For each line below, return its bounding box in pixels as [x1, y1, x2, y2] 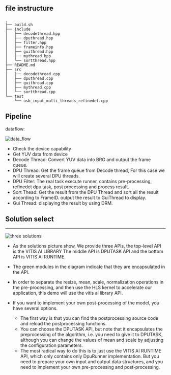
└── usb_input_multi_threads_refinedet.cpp [14, 98, 108, 103]
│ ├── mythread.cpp [5, 84, 51, 90]
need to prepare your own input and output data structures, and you [20, 359, 163, 365]
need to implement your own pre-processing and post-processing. [20, 364, 160, 370]
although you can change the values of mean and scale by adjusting [20, 337, 164, 343]
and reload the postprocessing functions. [20, 321, 107, 327]
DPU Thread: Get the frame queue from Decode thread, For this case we [12, 167, 165, 173]
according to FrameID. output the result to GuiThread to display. [12, 194, 147, 201]
